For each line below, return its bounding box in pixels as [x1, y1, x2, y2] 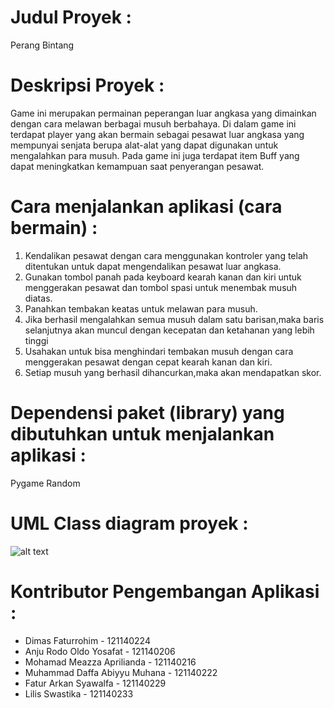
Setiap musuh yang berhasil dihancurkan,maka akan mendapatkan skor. [24, 366, 322, 378]
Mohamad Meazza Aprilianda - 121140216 [24, 656, 197, 668]
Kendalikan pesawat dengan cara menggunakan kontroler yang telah [24, 249, 309, 261]
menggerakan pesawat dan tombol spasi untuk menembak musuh [24, 281, 298, 293]
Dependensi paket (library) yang [10, 402, 285, 424]
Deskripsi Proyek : [10, 74, 165, 97]
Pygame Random [10, 477, 81, 489]
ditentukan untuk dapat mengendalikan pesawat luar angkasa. [24, 260, 282, 272]
